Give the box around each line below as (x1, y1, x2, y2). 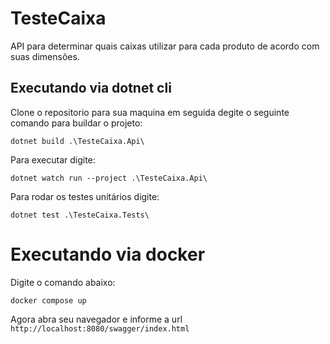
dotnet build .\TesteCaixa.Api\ (10, 136, 145, 146)
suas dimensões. (10, 50, 80, 62)
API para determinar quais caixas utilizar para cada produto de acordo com (10, 40, 320, 52)
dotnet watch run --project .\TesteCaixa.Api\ (10, 173, 208, 183)
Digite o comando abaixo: (10, 276, 116, 288)
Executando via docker (10, 243, 206, 266)
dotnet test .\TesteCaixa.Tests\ (10, 210, 150, 220)
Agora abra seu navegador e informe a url (10, 313, 183, 325)
